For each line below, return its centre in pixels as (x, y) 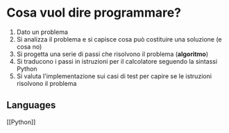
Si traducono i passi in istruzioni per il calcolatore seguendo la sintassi (117, 61)
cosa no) (29, 46)
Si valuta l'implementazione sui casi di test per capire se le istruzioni (114, 76)
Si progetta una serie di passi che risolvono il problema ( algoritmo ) (112, 54)
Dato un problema (42, 32)
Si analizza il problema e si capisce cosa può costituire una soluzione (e (119, 39)
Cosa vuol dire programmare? (94, 13)
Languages (31, 105)
